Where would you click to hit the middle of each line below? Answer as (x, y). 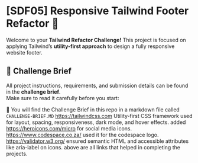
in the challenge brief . (33, 92)
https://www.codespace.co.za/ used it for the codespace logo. (82, 135)
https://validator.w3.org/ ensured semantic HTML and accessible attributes (98, 141)
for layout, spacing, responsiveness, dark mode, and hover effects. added (96, 122)
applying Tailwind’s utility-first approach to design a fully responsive (90, 46)
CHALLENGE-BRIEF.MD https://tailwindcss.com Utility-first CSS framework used (99, 116)
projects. (17, 154)
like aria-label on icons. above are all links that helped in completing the (93, 147)
